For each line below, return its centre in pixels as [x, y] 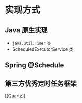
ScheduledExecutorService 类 [43, 49]
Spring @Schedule [35, 65]
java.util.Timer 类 [32, 43]
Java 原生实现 [26, 30]
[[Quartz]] [15, 96]
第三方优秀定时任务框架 [41, 83]
